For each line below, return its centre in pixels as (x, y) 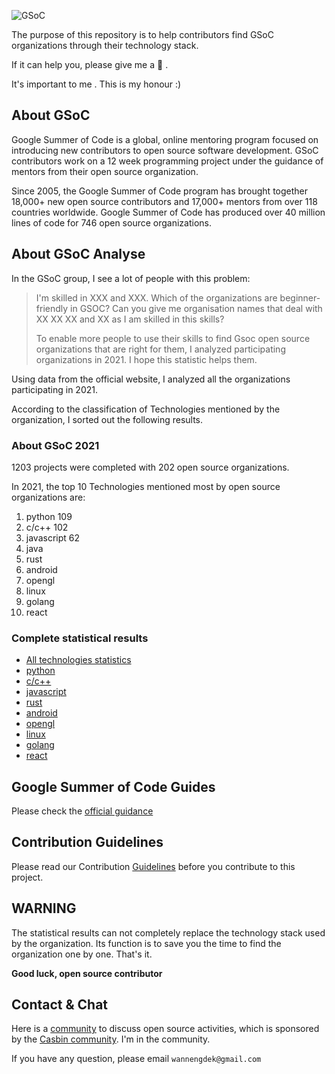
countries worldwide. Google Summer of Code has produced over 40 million (168, 212)
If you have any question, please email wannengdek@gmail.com (136, 1059)
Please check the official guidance (82, 811)
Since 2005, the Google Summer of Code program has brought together (160, 191)
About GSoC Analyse (78, 254)
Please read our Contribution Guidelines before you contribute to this (153, 866)
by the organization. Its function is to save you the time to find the (146, 943)
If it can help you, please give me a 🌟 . (90, 64)
